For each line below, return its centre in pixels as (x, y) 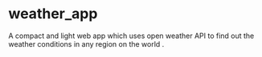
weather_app (53, 14)
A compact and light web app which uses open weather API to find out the (131, 36)
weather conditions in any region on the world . (86, 44)
